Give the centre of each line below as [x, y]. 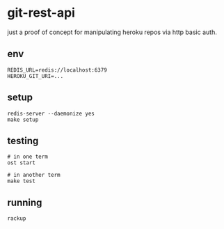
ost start [22, 163]
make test [22, 181]
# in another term [34, 175]
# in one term [28, 157]
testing [23, 141]
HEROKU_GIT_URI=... [35, 76]
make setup [23, 120]
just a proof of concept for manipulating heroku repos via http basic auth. [112, 32]
